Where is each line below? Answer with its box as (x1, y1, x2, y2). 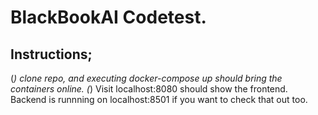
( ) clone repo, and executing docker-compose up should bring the (10, 72, 283, 84)
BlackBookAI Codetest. (10, 6, 207, 29)
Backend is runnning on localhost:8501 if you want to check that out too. (10, 94, 308, 105)
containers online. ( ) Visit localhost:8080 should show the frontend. (10, 83, 288, 95)
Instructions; (10, 46, 93, 63)
